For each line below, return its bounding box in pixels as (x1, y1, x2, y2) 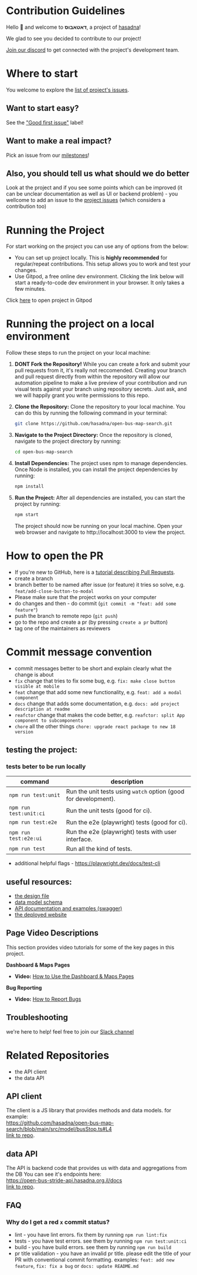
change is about (14, 671, 54, 678)
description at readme (14, 706, 70, 712)
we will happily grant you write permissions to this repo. (14, 392, 150, 399)
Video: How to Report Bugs (14, 995, 81, 1002)
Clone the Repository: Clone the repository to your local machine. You (14, 403, 186, 411)
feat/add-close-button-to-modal (14, 588, 94, 594)
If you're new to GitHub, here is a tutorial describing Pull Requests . (14, 568, 175, 576)
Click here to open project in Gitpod (6, 297, 92, 304)
